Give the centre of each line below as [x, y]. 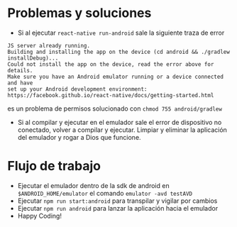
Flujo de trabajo [54, 166]
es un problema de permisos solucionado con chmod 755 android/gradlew [115, 109]
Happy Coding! [40, 216]
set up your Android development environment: [77, 89]
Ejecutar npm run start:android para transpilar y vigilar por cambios [117, 201]
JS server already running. [49, 45]
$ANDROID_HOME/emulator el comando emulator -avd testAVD [105, 193]
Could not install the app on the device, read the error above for [111, 64]
